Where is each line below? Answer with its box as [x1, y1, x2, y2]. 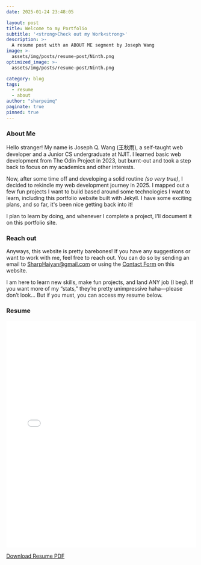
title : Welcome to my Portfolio [6, 25, 87, 31]
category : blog [6, 76, 45, 82]
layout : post [6, 19, 39, 26]
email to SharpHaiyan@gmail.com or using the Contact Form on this [6, 260, 175, 268]
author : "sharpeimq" [6, 98, 58, 105]
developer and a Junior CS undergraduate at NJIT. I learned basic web [6, 150, 182, 158]
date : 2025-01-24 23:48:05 [6, 8, 74, 15]
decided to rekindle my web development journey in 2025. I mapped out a [6, 181, 190, 189]
